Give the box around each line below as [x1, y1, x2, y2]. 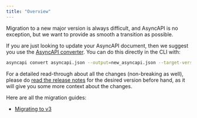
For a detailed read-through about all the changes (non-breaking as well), [6, 70, 184, 77]
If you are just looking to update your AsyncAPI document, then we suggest [6, 42, 189, 49]
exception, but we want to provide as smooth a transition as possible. [6, 30, 174, 38]
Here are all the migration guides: [6, 94, 87, 101]
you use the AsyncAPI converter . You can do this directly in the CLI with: [6, 48, 181, 55]
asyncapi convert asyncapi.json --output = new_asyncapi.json [6, 60, 157, 65]
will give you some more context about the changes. [6, 82, 133, 89]
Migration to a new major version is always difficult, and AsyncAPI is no [6, 25, 178, 32]
